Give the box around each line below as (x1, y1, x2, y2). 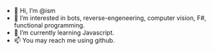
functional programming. (13, 21, 85, 29)
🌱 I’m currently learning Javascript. (13, 28, 115, 37)
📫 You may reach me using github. (13, 37, 115, 44)
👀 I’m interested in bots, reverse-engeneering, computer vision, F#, (13, 14, 207, 22)
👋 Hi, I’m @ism (13, 7, 56, 14)
